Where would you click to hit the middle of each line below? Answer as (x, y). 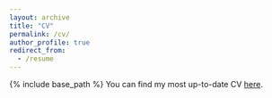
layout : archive (39, 17)
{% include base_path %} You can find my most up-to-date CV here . (136, 84)
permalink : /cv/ (39, 34)
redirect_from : (38, 51)
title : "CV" (31, 26)
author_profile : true (50, 42)
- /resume (35, 59)
